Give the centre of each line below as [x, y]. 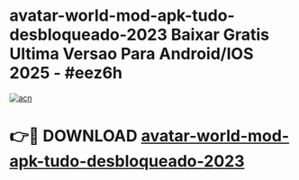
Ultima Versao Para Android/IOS [131, 54]
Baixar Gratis [220, 35]
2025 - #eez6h [66, 73]
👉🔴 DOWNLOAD [73, 136]
